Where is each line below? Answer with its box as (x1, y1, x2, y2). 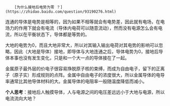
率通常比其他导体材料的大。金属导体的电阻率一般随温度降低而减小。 (5, 78, 147, 84)
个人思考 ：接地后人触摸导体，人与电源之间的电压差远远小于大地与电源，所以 (5, 89, 165, 95)
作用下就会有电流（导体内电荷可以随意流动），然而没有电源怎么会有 (18, 25, 158, 31)
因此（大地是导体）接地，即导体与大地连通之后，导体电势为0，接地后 (14, 49, 159, 54)
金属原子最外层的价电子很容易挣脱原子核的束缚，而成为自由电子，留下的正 (5, 65, 160, 72)
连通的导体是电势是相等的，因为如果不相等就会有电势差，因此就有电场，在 (5, 19, 160, 24)
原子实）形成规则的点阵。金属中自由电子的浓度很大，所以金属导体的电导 (14, 72, 165, 78)
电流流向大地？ (5, 95, 36, 101)
